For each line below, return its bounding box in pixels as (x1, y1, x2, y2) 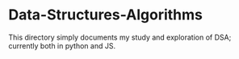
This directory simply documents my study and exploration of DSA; (8, 32, 232, 42)
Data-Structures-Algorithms (8, 6, 203, 24)
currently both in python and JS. (8, 40, 115, 50)
